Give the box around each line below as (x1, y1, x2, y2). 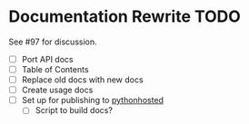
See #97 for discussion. (8, 36, 97, 47)
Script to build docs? (35, 105, 113, 116)
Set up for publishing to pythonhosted (21, 95, 164, 106)
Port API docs (21, 53, 74, 64)
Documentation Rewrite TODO (8, 6, 242, 27)
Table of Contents (21, 64, 89, 74)
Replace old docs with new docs (21, 74, 144, 85)
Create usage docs (21, 84, 94, 96)
